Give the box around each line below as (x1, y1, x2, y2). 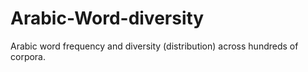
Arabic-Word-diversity (10, 7, 205, 30)
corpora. (10, 50, 47, 62)
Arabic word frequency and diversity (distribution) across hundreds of (10, 40, 299, 52)
